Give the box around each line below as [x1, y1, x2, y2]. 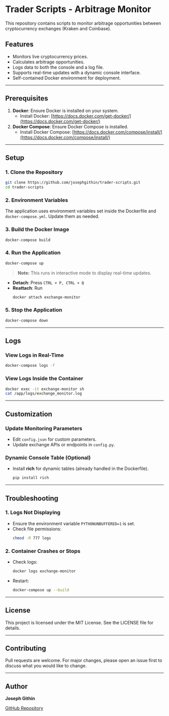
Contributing [5, 644, 46, 653]
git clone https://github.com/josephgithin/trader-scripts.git [5, 180, 141, 185]
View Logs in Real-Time [5, 352, 64, 358]
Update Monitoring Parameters [5, 425, 82, 432]
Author [5, 682, 28, 690]
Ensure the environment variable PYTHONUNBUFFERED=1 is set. [12, 520, 135, 526]
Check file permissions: [12, 526, 62, 532]
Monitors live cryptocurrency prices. [12, 53, 88, 59]
